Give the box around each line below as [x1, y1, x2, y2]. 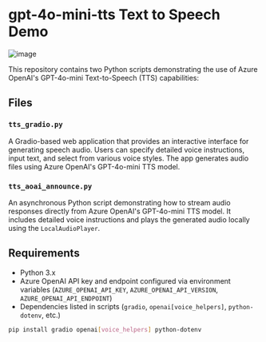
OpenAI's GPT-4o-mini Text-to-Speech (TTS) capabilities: [8, 73, 200, 82]
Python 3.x [19, 268, 56, 277]
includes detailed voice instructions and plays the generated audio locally [8, 214, 250, 225]
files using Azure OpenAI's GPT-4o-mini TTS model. [8, 161, 181, 171]
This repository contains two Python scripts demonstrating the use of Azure [8, 64, 258, 74]
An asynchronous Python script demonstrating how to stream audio [8, 197, 231, 207]
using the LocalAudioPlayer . [8, 223, 101, 233]
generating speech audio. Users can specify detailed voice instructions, [8, 145, 245, 154]
